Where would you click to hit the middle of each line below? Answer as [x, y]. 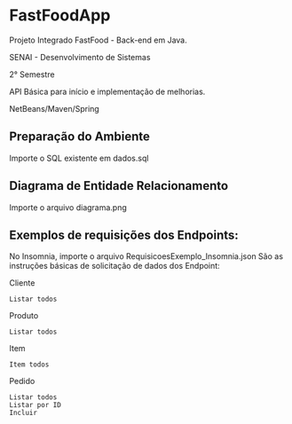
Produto [24, 316]
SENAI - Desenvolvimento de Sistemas [80, 57]
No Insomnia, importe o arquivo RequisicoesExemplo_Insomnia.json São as [146, 256]
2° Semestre [32, 74]
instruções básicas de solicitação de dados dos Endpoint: [114, 266]
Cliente [22, 283]
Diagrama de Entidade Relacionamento [119, 186]
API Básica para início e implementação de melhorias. [107, 91]
